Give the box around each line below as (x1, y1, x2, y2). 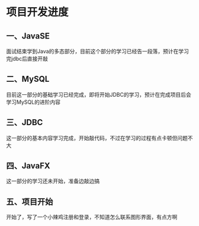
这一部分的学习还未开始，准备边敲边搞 (6, 177, 99, 184)
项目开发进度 (6, 5, 69, 19)
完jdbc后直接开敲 (6, 55, 49, 62)
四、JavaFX (6, 161, 50, 171)
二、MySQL (6, 74, 50, 84)
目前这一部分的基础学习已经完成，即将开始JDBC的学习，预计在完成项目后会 (6, 91, 191, 98)
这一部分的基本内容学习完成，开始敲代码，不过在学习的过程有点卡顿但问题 (6, 134, 188, 141)
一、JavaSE (6, 31, 50, 41)
